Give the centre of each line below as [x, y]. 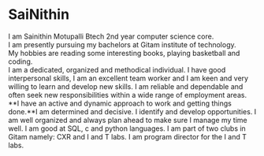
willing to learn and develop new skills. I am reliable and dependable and [126, 86]
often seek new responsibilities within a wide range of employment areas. [127, 95]
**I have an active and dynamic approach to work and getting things [120, 103]
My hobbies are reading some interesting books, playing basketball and [124, 53]
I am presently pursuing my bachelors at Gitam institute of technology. [122, 44]
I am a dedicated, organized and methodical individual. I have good [117, 69]
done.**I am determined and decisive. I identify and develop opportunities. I [132, 111]
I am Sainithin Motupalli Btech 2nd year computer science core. [111, 36]
